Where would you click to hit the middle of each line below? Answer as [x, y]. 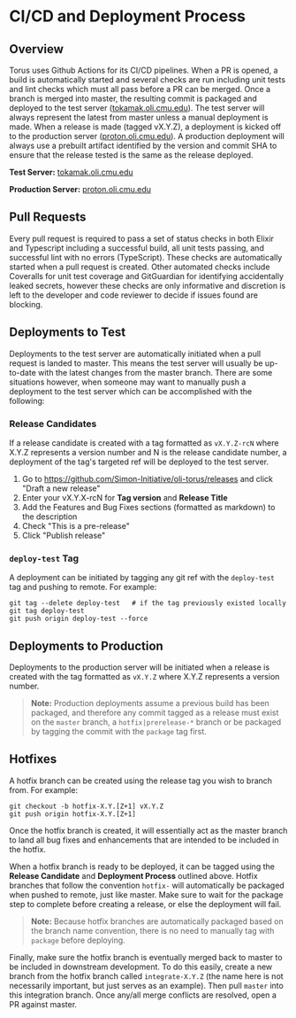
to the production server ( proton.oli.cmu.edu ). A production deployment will [147, 136]
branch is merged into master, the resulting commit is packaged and [133, 98]
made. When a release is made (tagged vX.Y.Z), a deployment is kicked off [145, 127]
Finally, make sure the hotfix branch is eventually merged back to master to [146, 957]
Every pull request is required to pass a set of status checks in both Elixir [141, 238]
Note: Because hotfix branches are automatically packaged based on [157, 921]
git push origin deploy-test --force [79, 619]
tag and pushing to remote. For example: [83, 587]
